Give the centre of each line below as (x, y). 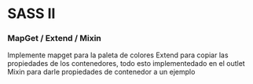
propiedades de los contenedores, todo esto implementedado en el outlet (126, 64)
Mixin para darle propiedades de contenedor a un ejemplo (101, 72)
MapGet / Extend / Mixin (54, 38)
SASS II (31, 14)
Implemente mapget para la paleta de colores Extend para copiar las (118, 55)
